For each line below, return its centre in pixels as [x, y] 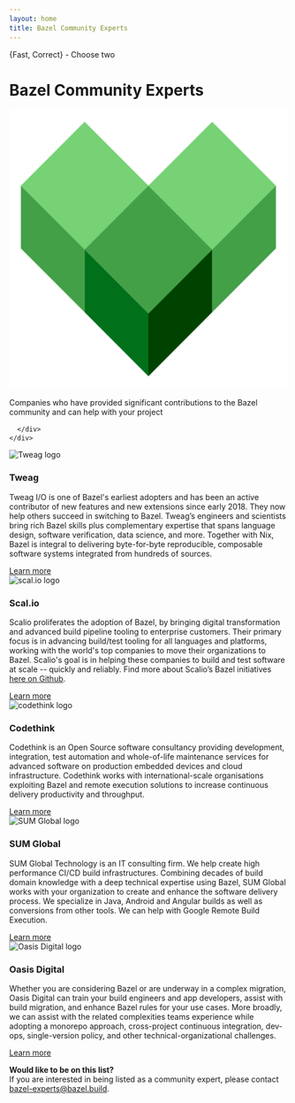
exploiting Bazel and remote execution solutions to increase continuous [139, 785]
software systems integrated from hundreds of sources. [111, 553]
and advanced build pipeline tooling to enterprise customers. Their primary [146, 632]
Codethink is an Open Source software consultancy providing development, [147, 747]
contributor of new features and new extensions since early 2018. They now [147, 506]
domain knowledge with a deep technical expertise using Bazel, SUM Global [148, 882]
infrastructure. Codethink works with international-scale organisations [136, 775]
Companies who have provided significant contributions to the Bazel [133, 403]
